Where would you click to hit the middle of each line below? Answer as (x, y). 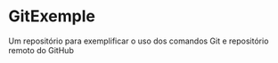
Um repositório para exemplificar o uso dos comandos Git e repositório (139, 41)
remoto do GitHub (41, 50)
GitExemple (52, 16)
